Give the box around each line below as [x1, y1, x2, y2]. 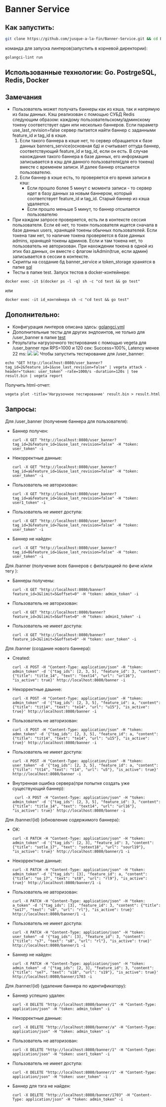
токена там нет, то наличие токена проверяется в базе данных [12, 233, 145, 238]
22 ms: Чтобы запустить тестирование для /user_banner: [12, 350, 145, 356]
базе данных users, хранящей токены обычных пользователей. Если [12, 227, 157, 233]
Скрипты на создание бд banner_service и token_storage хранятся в [12, 259, 156, 265]
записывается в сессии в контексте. [12, 254, 89, 260]
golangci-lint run [5, 55, 43, 60]
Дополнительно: [5, 311, 60, 319]
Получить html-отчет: [5, 382, 51, 388]
